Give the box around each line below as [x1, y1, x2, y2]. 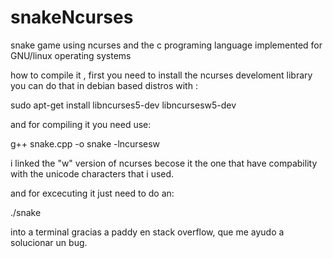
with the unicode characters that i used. [10, 167, 175, 180]
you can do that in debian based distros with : [10, 79, 198, 91]
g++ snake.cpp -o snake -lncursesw [10, 137, 161, 150]
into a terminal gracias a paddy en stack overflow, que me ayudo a [10, 226, 285, 238]
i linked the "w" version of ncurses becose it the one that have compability [10, 157, 318, 169]
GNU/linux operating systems [10, 49, 132, 61]
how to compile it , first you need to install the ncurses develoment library [10, 69, 313, 81]
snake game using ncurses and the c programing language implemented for [10, 39, 323, 51]
